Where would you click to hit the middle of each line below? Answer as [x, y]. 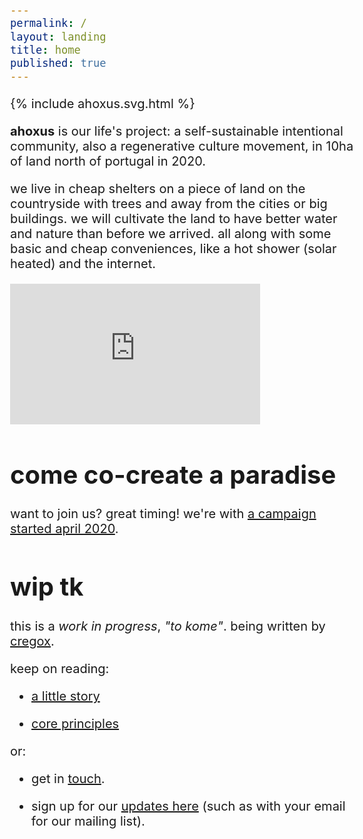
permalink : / [48, 23]
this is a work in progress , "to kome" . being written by [168, 626]
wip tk [47, 587]
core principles [75, 724]
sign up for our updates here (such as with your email [188, 806]
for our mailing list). [88, 821]
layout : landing [58, 37]
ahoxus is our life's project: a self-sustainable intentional [177, 131]
